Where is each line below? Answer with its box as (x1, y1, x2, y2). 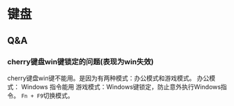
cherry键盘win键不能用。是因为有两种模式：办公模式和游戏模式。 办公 (7, 74, 210, 82)
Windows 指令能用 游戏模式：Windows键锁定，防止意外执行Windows (20, 82, 221, 91)
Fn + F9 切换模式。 (20, 91, 75, 100)
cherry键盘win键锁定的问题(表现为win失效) (7, 56, 154, 66)
